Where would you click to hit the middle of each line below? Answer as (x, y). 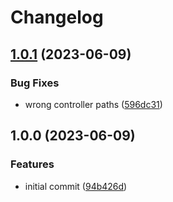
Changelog (57, 17)
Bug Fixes (35, 83)
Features (32, 164)
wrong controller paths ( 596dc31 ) (93, 104)
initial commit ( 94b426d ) (76, 186)
